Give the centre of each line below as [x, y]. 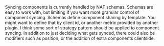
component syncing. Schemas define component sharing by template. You [80, 17]
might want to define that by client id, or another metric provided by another [82, 23]
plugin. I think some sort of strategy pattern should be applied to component [82, 28]
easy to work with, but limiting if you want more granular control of [72, 12]
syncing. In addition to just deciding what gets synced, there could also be [80, 33]
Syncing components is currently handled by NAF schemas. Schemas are [79, 7]
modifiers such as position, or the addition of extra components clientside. [80, 38]
